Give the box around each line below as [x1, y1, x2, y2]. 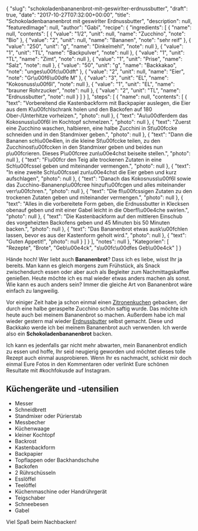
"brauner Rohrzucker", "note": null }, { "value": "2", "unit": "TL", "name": [6, 87, 181, 94]
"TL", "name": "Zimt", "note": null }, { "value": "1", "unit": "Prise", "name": [6, 56, 183, 62]
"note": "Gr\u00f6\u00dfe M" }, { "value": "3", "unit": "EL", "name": [6, 74, 169, 81]
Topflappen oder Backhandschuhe [14, 456, 99, 463]
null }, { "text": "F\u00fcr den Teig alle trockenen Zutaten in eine [6, 156, 162, 163]
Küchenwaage [14, 425, 50, 432]
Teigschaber [14, 494, 46, 501]
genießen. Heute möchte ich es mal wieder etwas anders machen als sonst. [6, 275, 191, 282]
